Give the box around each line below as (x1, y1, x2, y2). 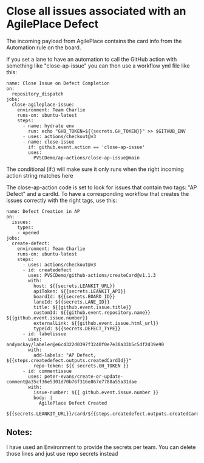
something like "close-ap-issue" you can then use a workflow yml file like (6, 62, 190, 69)
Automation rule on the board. (6, 44, 81, 51)
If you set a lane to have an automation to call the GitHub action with (6, 55, 177, 63)
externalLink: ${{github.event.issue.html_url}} (33, 320, 159, 326)
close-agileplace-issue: (12, 102, 75, 108)
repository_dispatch (12, 91, 64, 97)
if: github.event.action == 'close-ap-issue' (28, 144, 146, 150)
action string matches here (6, 172, 73, 179)
